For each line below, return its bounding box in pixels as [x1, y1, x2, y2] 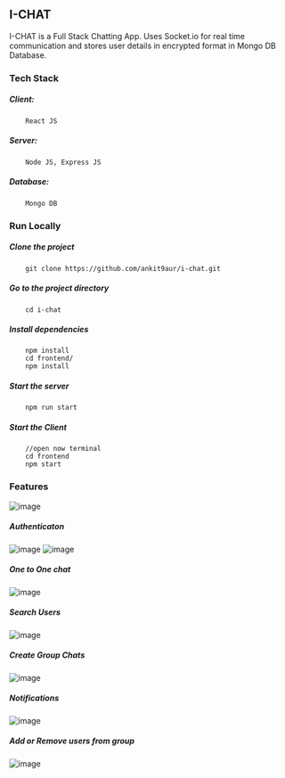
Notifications [9, 692, 60, 703]
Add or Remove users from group [9, 735, 135, 747]
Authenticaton [9, 521, 65, 532]
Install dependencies [9, 324, 89, 335]
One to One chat [9, 564, 71, 575]
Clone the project [9, 242, 75, 252]
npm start [25, 460, 62, 469]
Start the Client [9, 422, 67, 433]
